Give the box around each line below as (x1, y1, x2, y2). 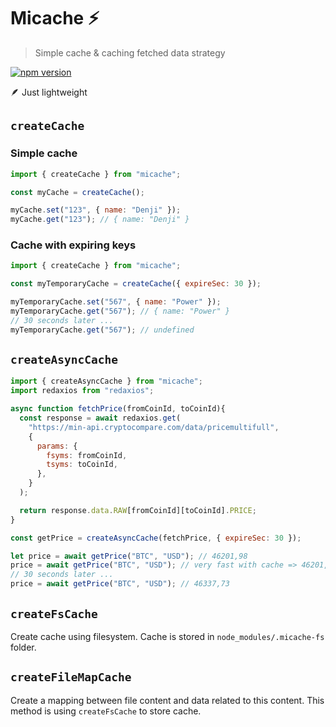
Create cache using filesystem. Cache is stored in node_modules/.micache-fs (10, 630, 325, 642)
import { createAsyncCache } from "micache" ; (10, 376, 203, 387)
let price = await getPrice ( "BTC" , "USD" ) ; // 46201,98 (10, 551, 248, 561)
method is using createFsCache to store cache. (10, 705, 202, 717)
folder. (10, 641, 37, 653)
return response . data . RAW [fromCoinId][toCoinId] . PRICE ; (19, 505, 257, 515)
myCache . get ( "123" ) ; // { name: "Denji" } (10, 215, 190, 225)
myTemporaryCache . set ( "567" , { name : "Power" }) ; (10, 297, 222, 307)
